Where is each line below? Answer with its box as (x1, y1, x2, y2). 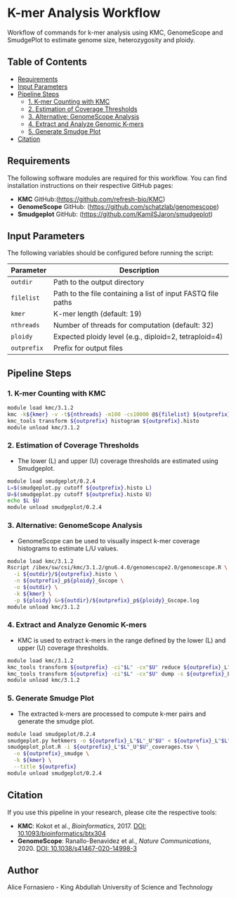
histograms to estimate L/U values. (17, 544, 119, 552)
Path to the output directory (53, 277, 145, 287)
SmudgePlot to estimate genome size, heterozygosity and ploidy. (7, 35, 195, 44)
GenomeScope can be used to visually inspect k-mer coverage (17, 536, 200, 545)
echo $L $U (7, 498, 39, 505)
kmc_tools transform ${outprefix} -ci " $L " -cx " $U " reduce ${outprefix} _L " (7, 664, 231, 671)
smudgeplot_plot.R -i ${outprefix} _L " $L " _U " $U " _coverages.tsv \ (7, 744, 199, 751)
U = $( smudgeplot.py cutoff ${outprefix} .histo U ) (7, 491, 152, 498)
